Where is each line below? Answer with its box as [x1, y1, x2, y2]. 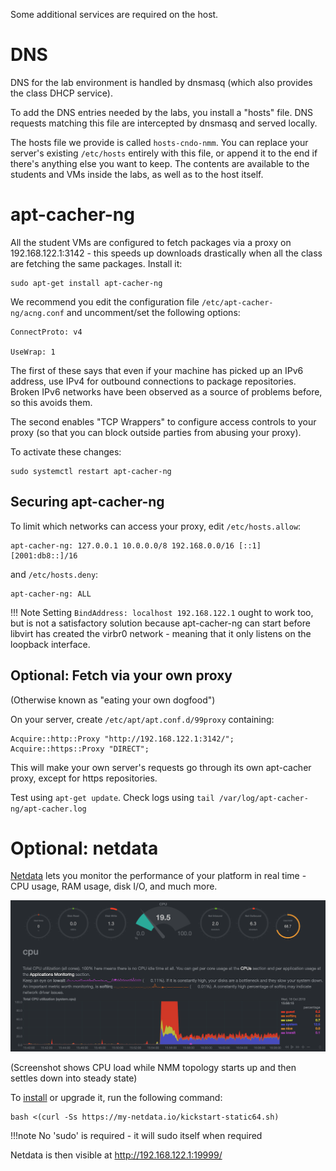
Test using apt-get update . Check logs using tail [10, 791, 215, 803]
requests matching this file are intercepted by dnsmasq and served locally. [10, 117, 318, 129]
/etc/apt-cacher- [201, 297, 274, 308]
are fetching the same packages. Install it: [10, 257, 183, 269]
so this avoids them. [10, 396, 93, 408]
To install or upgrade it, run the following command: [10, 1092, 223, 1104]
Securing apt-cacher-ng [10, 494, 165, 511]
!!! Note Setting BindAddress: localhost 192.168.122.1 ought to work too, [10, 606, 314, 618]
